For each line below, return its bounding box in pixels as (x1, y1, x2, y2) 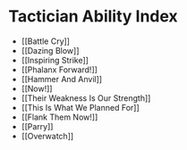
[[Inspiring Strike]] (21, 54, 89, 65)
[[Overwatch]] (21, 130, 74, 141)
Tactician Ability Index (8, 6, 178, 27)
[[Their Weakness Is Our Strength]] (21, 92, 151, 104)
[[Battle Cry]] (21, 36, 71, 46)
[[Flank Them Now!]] (21, 112, 98, 122)
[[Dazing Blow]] (21, 45, 80, 55)
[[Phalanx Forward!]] (21, 64, 98, 75)
